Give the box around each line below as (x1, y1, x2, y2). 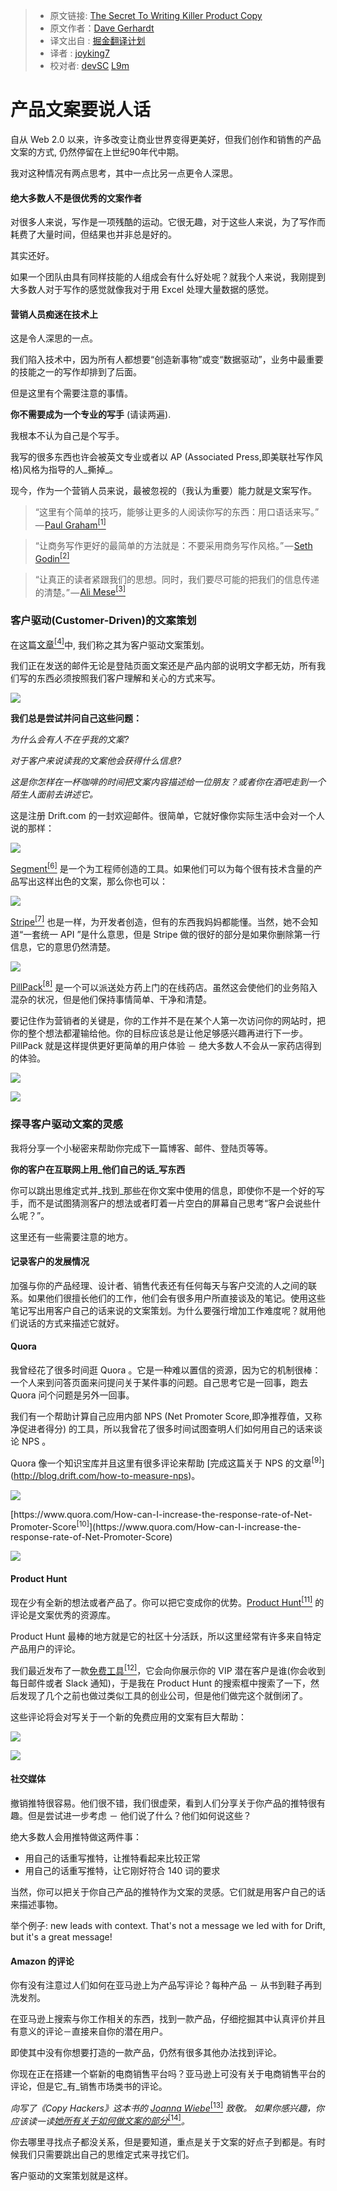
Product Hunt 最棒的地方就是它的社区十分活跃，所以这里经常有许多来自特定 (10, 1630, 322, 1643)
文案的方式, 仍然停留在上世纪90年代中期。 (10, 145, 185, 158)
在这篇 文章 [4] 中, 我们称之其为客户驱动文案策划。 (10, 637, 210, 651)
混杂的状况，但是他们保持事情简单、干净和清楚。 (10, 994, 212, 1006)
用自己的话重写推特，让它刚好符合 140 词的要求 (24, 1864, 221, 1876)
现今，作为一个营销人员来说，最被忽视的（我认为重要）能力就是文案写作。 (10, 485, 317, 497)
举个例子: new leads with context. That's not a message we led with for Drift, (10, 1919, 326, 1931)
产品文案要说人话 (10, 99, 152, 121)
